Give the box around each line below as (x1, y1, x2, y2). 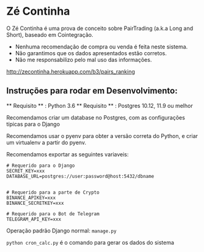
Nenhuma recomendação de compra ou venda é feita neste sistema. (15, 43, 188, 50)
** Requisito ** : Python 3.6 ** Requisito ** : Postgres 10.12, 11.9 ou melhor (6, 102, 194, 109)
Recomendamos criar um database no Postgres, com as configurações (6, 113, 185, 121)
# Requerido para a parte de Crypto (6, 189, 100, 196)
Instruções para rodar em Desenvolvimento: (6, 86, 178, 96)
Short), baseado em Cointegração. (6, 31, 93, 38)
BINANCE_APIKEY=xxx (6, 194, 56, 200)
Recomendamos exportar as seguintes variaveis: (6, 150, 129, 158)
